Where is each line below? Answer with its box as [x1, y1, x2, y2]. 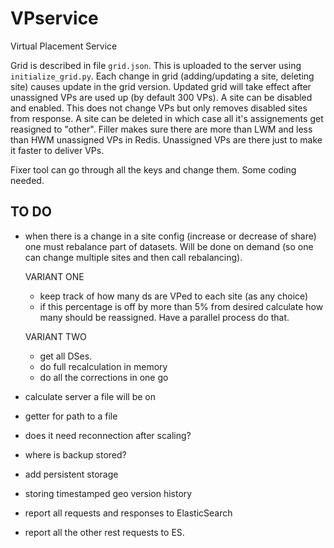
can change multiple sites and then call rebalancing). [24, 251, 243, 263]
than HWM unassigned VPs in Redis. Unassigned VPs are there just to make [10, 133, 323, 146]
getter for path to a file [24, 410, 118, 422]
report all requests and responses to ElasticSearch [24, 507, 233, 519]
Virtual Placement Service [10, 40, 118, 52]
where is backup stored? [24, 448, 127, 461]
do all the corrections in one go [39, 371, 169, 383]
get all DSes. [39, 350, 93, 362]
